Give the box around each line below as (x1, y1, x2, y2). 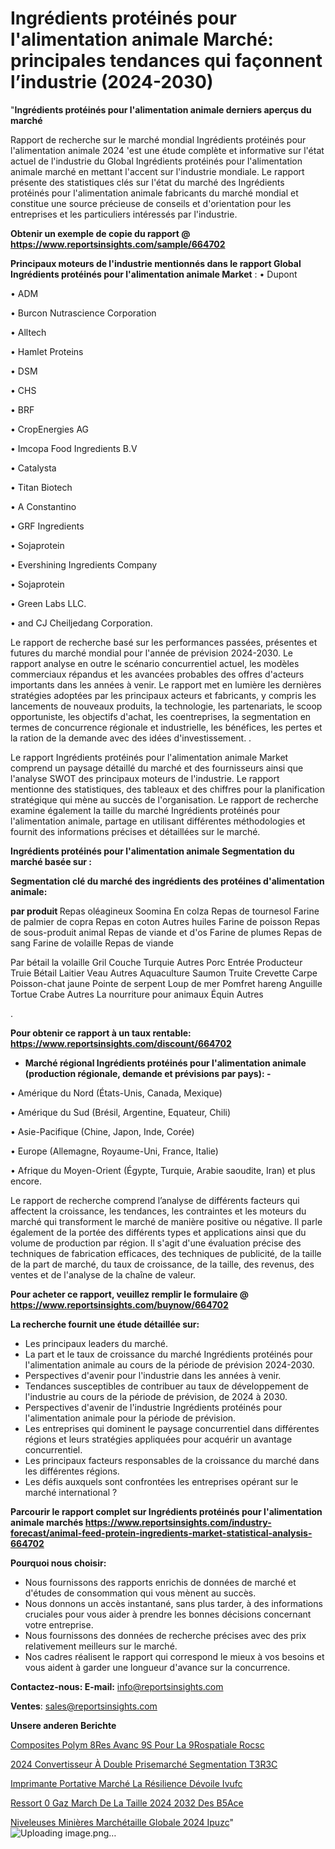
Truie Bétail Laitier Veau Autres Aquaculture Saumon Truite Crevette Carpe (10, 967, 318, 979)
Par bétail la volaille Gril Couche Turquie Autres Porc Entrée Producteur (10, 956, 303, 968)
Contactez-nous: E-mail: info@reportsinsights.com (10, 1680, 224, 1692)
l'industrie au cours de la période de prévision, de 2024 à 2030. (24, 1390, 288, 1402)
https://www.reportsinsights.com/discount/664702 (10, 1037, 232, 1049)
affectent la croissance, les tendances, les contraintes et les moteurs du (10, 1205, 307, 1217)
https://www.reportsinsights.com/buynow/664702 (10, 1298, 229, 1311)
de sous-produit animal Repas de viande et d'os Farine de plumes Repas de (10, 926, 323, 938)
